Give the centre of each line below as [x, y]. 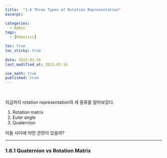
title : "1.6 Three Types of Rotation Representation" [63, 10]
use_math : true [21, 73]
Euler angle [24, 117]
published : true [22, 78]
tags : [11, 33]
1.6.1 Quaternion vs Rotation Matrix [48, 151]
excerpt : [14, 14]
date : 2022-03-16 [23, 60]
